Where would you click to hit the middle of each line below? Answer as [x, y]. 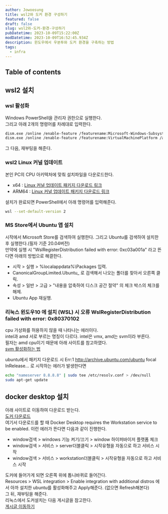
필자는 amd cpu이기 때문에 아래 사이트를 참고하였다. [56, 343]
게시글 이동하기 [20, 506]
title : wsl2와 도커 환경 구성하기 [36, 15]
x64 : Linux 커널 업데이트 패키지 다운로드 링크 [57, 185]
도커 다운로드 [18, 416]
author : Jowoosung [24, 10]
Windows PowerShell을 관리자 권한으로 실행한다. [54, 118]
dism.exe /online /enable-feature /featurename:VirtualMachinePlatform [81, 138]
